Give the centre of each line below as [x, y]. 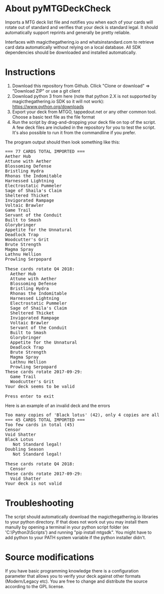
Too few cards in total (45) [40, 425]
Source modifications [50, 557]
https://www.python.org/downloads [48, 106]
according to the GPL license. [35, 586]
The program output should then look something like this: [63, 142]
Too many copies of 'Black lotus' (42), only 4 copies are [77, 415]
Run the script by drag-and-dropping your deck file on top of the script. [84, 122]
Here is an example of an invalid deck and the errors [58, 405]
